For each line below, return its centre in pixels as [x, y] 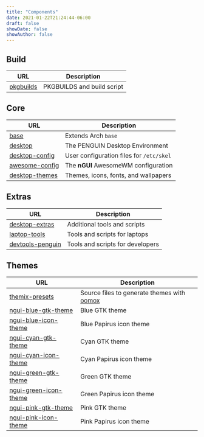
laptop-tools [27, 234]
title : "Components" [32, 12]
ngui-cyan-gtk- [33, 338]
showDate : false [27, 29]
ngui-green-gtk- [34, 373]
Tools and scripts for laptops [108, 234]
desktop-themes [34, 175]
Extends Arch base [91, 136]
